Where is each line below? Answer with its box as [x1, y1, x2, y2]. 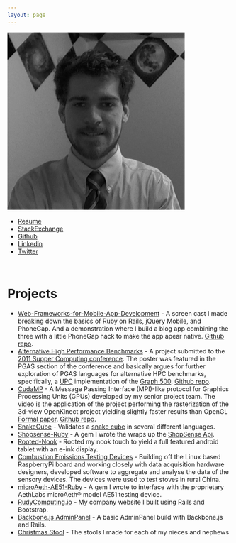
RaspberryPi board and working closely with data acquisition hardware [17, 460, 225, 468]
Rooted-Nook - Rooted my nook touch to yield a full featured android [17, 437, 219, 446]
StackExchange [17, 224, 64, 233]
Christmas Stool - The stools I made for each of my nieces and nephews [17, 527, 229, 536]
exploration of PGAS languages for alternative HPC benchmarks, [17, 369, 207, 378]
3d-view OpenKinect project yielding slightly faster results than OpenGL [17, 407, 228, 415]
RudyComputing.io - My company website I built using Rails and [17, 498, 205, 506]
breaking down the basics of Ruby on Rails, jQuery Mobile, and [17, 317, 201, 325]
